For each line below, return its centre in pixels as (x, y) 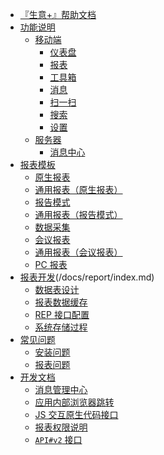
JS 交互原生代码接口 (76, 414)
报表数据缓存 (61, 302)
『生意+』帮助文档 (58, 14)
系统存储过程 (61, 327)
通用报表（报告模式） (78, 214)
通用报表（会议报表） (78, 252)
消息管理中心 (61, 389)
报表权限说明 (61, 427)
